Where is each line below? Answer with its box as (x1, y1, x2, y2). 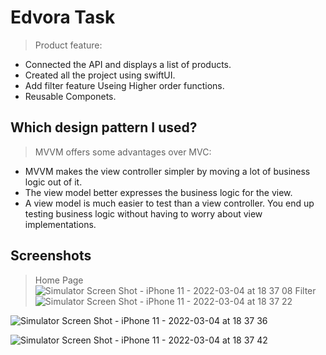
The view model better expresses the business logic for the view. (24, 186, 293, 198)
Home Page (34, 274, 84, 286)
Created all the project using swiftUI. (24, 69, 176, 81)
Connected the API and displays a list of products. (24, 58, 232, 70)
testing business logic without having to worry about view (24, 207, 263, 220)
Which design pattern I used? (10, 119, 198, 136)
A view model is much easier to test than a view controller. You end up (24, 197, 315, 209)
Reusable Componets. (24, 90, 117, 102)
